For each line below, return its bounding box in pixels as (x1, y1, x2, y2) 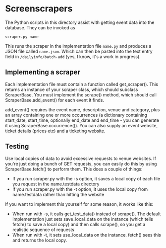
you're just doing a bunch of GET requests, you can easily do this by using (5, 161, 157, 166)
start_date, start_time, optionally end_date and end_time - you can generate (5, 117, 160, 123)
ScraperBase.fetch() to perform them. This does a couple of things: (5, 166, 143, 172)
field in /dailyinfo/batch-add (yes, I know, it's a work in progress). (5, 53, 141, 60)
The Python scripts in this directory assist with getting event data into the (5, 19, 155, 25)
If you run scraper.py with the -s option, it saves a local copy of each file (12, 175, 160, 181)
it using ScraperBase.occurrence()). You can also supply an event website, (5, 122, 158, 128)
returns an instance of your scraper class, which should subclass (5, 86, 138, 92)
